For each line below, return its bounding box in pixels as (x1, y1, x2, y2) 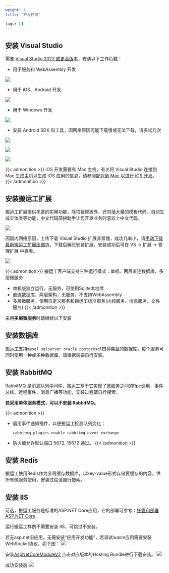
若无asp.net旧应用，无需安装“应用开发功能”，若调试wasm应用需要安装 (5, 535, 152, 541)
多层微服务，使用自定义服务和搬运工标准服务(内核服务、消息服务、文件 (12, 298, 160, 304)
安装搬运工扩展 (5, 194, 52, 203)
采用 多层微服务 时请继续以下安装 (5, 315, 72, 321)
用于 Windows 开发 (12, 107, 52, 113)
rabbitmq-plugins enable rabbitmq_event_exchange (12, 430, 120, 435)
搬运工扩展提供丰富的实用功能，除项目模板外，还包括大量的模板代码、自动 (5, 209, 160, 215)
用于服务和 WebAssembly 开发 (12, 66, 76, 72)
